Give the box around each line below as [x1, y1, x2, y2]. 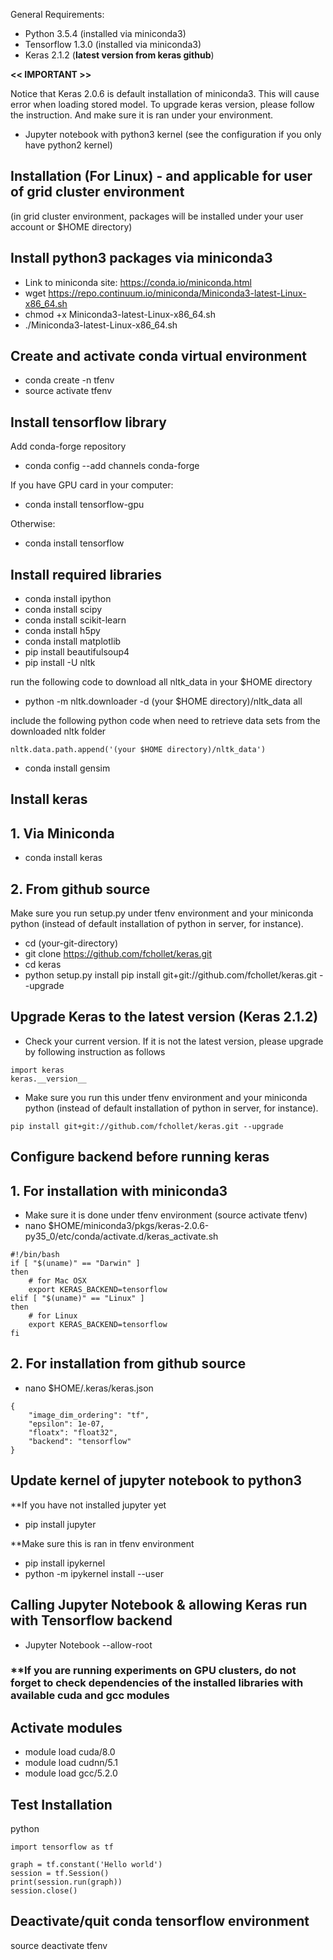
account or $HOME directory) [10, 220, 133, 233]
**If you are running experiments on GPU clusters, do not [10, 1664, 297, 1678]
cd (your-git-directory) [24, 937, 119, 949]
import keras [10, 1065, 65, 1075]
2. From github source [10, 880, 151, 898]
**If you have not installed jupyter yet [10, 1499, 167, 1511]
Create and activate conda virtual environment [10, 348, 307, 365]
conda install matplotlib [24, 635, 122, 648]
